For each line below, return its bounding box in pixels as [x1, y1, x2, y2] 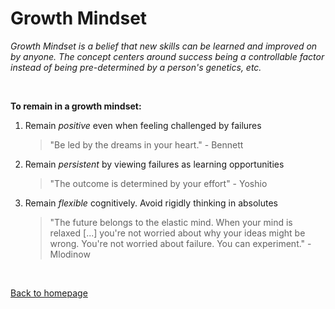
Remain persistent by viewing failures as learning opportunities [24, 158, 285, 170]
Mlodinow [49, 248, 91, 260]
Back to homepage [10, 287, 88, 299]
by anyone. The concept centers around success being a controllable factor [10, 50, 325, 62]
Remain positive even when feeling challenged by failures [24, 119, 262, 131]
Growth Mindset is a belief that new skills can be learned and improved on [10, 40, 318, 52]
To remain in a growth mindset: [10, 100, 142, 112]
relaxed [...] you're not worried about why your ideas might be [49, 227, 306, 239]
